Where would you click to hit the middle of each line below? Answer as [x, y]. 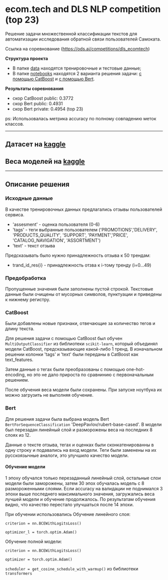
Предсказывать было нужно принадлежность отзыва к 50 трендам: [78, 255]
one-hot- [135, 370]
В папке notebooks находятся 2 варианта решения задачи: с [77, 73]
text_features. [19, 360]
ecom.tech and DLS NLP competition [83, 9]
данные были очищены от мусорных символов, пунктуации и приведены [83, 295]
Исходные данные [29, 198]
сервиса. [15, 214]
